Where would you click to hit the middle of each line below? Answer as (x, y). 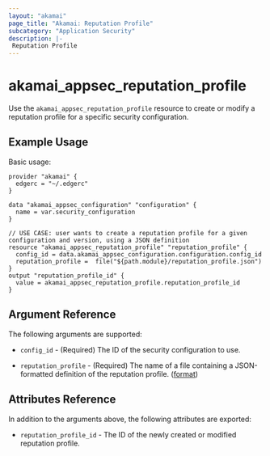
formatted (37, 374)
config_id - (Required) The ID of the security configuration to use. (130, 349)
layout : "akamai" (38, 16)
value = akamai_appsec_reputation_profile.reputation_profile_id (128, 283)
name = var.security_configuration (76, 212)
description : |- (36, 38)
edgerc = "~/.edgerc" (52, 184)
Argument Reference (62, 315)
